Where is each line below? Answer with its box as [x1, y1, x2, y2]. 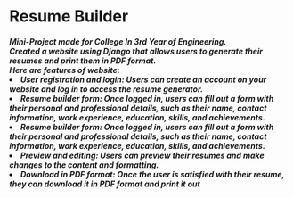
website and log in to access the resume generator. [9, 83, 203, 95]
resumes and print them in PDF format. [9, 55, 157, 66]
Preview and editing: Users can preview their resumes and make [20, 150, 265, 161]
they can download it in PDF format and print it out [9, 178, 200, 189]
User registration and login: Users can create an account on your [20, 74, 267, 85]
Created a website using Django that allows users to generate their [9, 45, 263, 56]
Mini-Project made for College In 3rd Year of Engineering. [9, 36, 227, 46]
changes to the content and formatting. [9, 159, 159, 170]
